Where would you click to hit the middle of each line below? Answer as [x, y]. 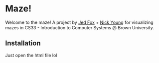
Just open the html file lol [31, 55]
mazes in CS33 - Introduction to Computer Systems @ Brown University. [80, 27]
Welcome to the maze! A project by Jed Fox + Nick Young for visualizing [79, 22]
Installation [23, 43]
